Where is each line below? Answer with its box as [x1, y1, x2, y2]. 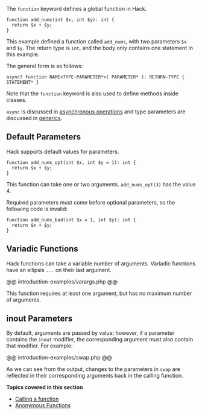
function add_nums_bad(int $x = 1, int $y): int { [6, 217, 136, 223]
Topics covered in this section [6, 384, 83, 391]
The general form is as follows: [6, 63, 83, 69]
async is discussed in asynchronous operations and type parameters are [6, 108, 186, 115]
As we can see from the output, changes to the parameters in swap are [6, 366, 181, 373]
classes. [6, 97, 27, 103]
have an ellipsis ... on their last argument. [6, 266, 112, 273]
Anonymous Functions [14, 402, 71, 409]
